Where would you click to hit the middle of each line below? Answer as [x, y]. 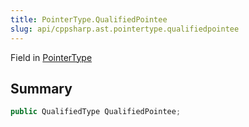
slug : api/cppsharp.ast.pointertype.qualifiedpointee [125, 29]
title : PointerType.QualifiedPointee [89, 19]
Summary [41, 88]
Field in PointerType [51, 57]
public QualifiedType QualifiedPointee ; [96, 112]
